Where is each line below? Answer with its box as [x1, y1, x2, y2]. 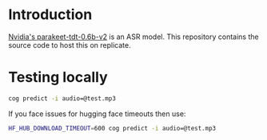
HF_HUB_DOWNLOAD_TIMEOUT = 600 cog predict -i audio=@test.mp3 [8, 124, 217, 132]
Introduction [8, 6, 93, 24]
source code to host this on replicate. [8, 40, 131, 49]
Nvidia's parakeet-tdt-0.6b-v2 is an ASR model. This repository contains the [8, 32, 259, 41]
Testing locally [8, 68, 108, 87]
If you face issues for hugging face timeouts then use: [8, 109, 186, 119]
